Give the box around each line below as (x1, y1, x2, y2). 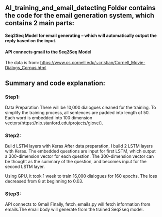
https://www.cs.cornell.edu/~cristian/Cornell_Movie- (40, 60, 146, 66)
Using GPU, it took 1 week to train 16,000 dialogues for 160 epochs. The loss (5, 173, 158, 179)
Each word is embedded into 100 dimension (5, 115, 93, 120)
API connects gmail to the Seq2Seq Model (5, 49, 92, 55)
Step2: (5, 132, 21, 139)
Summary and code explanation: (5, 79, 106, 87)
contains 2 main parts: (5, 19, 74, 27)
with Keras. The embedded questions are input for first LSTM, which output (5, 148, 156, 154)
